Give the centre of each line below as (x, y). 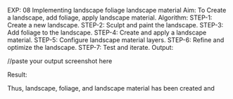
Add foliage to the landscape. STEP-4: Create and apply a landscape (107, 32)
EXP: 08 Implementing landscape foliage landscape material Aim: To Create (117, 10)
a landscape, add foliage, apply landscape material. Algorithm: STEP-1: (110, 18)
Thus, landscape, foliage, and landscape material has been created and (111, 88)
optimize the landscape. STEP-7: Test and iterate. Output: (90, 47)
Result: (17, 74)
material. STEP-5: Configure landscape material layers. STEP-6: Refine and (116, 40)
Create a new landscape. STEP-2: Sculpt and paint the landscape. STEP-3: (115, 25)
